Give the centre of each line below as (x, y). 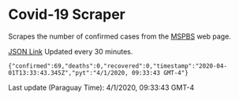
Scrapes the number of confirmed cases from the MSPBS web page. (119, 36)
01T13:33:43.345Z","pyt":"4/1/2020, (68, 72)
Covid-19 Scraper (67, 15)
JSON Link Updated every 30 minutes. (71, 51)
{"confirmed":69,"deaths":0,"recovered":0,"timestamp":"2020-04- (118, 66)
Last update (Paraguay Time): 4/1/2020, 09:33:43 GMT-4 (101, 87)
